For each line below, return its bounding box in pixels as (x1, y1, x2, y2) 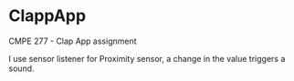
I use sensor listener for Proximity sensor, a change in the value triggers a (8, 53, 286, 64)
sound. (8, 63, 35, 74)
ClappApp (8, 5, 87, 26)
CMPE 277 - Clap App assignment (8, 35, 138, 46)
